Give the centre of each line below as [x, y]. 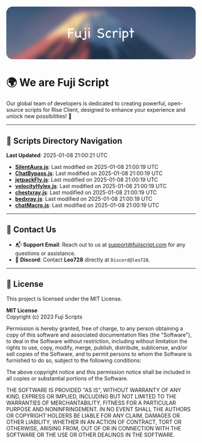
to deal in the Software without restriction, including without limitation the [97, 341]
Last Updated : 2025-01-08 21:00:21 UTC [57, 155]
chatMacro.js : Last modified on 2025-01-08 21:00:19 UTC [87, 206]
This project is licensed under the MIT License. [64, 299]
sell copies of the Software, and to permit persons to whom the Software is [99, 354]
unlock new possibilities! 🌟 [39, 116]
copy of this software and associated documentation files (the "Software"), [99, 335]
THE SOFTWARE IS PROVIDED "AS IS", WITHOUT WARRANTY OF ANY [94, 390]
